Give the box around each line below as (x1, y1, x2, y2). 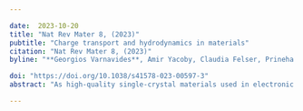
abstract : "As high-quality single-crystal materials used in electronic (9, 80, 295, 89)
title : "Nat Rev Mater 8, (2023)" (9, 29, 141, 39)
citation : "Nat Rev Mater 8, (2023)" (9, 46, 152, 55)
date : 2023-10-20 (9, 21, 79, 30)
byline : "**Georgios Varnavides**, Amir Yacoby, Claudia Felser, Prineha (9, 55, 295, 65)
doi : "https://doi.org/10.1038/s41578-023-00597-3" (9, 72, 209, 81)
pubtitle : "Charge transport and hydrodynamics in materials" (9, 38, 249, 47)
